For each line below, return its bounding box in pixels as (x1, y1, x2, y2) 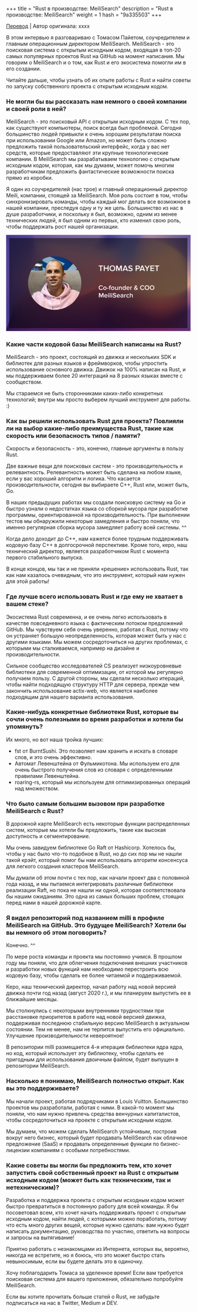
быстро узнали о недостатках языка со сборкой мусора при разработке (6, 505, 188, 512)
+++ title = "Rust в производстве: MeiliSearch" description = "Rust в (6, 5, 174, 12)
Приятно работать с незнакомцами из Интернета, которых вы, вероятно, (6, 1246, 190, 1253)
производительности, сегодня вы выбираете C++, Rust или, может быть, (6, 481, 189, 488)
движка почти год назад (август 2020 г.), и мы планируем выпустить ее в (6, 989, 191, 996)
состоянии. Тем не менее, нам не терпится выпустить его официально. (6, 1026, 185, 1033)
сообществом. (6, 378, 43, 385)
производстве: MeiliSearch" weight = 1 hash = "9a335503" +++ (6, 11, 162, 18)
